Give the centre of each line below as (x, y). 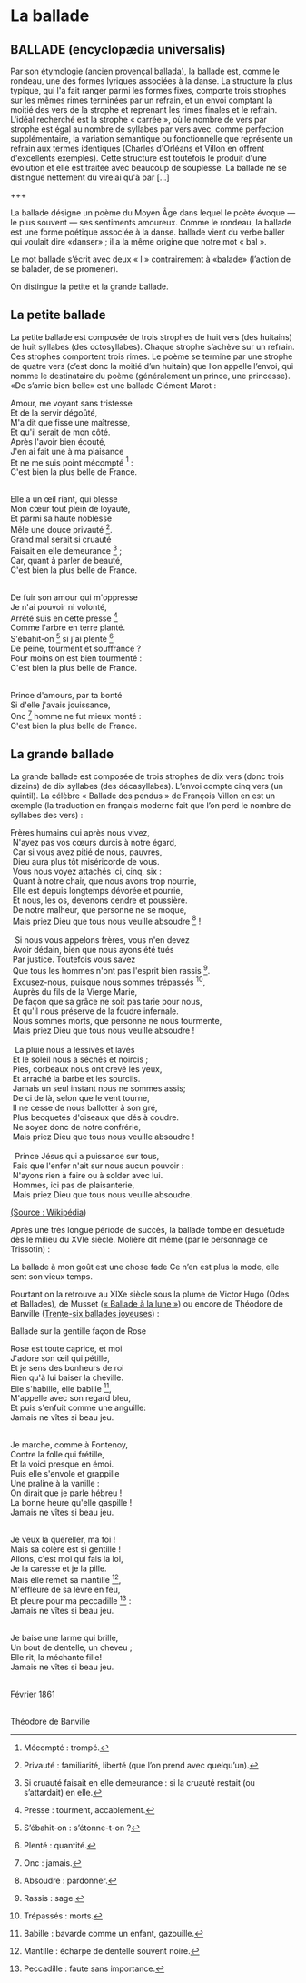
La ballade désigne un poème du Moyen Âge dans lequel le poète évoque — (153, 213)
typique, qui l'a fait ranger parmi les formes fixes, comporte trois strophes (148, 90)
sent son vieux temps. (52, 1276)
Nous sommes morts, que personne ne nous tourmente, (117, 1020)
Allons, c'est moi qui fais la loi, (67, 1559)
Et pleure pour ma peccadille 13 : (71, 1599)
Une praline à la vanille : (55, 1484)
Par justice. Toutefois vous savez (74, 959)
